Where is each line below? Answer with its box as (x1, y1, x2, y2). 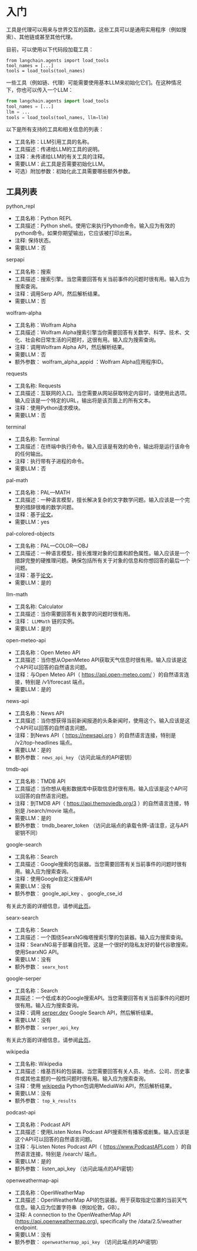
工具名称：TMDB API (14, 778, 66, 785)
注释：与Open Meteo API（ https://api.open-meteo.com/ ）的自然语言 (14, 671, 184, 678)
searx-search (6, 914, 39, 921)
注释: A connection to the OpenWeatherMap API (14, 1211, 131, 1219)
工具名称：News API (14, 710, 65, 717)
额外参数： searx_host (14, 963, 69, 970)
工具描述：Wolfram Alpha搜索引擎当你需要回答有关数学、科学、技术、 (14, 329, 185, 336)
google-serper (6, 975, 41, 982)
